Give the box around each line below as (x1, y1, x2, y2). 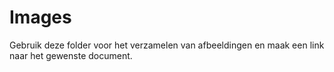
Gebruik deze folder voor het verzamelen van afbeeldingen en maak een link (9, 39, 325, 51)
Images (9, 6, 72, 29)
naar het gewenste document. (9, 49, 133, 61)
